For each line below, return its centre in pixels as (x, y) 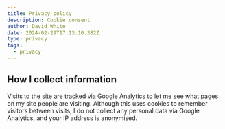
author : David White (37, 26)
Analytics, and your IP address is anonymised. (72, 118)
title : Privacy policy (39, 13)
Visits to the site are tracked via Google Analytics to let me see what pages (113, 96)
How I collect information (62, 80)
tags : (15, 45)
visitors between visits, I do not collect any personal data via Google (104, 110)
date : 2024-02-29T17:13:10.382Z (53, 33)
